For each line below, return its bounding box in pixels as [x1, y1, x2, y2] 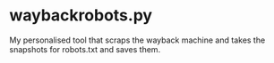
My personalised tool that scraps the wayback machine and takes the [9, 35, 266, 45]
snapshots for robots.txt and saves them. [9, 43, 161, 54]
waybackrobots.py [9, 5, 153, 26]
